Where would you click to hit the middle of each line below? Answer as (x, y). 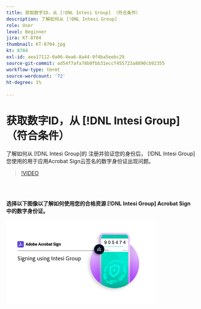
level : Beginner (26, 32)
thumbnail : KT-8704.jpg (36, 44)
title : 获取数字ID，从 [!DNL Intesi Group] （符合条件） (73, 13)
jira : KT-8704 (24, 38)
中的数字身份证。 (27, 211)
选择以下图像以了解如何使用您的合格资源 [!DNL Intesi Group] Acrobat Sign (98, 203)
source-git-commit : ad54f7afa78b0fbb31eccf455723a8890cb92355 (85, 63)
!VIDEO (30, 173)
